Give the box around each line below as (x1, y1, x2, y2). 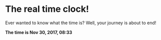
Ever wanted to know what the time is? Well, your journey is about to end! (5, 20, 156, 26)
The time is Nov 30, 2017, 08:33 (5, 29, 72, 35)
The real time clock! (5, 3, 89, 15)
